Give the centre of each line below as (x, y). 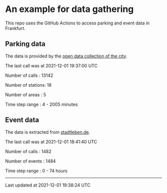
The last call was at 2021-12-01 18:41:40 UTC (51, 142)
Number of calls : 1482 (28, 151)
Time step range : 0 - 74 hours (37, 171)
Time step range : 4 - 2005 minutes (42, 104)
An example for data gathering (70, 9)
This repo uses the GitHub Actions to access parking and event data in (78, 23)
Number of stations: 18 (28, 85)
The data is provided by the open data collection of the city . (66, 56)
